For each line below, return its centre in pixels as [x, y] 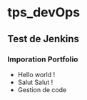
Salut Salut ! [35, 82]
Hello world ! [36, 74]
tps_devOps [44, 12]
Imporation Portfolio [43, 59]
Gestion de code [42, 89]
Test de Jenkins [43, 39]
